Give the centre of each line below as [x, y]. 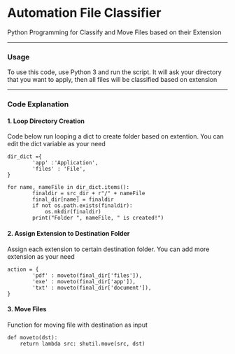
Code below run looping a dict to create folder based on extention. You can [115, 136]
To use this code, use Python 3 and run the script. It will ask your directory [114, 72]
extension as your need [41, 256]
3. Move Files [27, 309]
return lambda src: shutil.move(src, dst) [83, 344]
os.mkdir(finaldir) [73, 212]
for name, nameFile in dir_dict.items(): [69, 187]
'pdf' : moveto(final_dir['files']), [87, 275]
